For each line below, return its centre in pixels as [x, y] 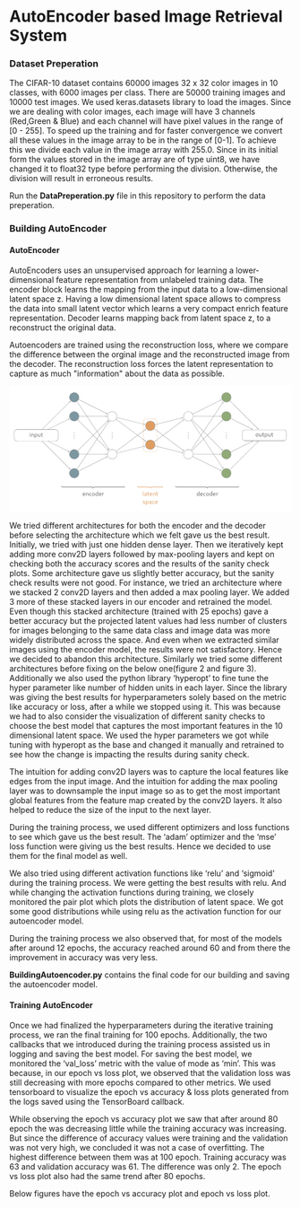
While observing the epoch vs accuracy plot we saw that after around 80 [144, 1118]
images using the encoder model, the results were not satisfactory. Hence [146, 650]
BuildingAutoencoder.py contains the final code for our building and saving [150, 975]
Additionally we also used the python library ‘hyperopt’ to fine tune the [139, 678]
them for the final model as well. [69, 856]
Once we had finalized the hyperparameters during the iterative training [141, 1025]
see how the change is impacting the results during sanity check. [129, 755]
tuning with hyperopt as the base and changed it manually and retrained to [147, 745]
